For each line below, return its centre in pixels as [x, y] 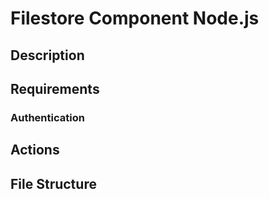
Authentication [47, 117]
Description [47, 55]
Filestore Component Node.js [135, 18]
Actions [35, 150]
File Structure [53, 183]
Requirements [55, 88]
